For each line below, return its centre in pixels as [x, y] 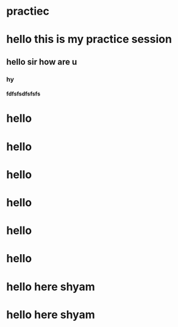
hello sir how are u [42, 62]
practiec [28, 11]
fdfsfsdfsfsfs [23, 94]
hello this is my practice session [89, 39]
